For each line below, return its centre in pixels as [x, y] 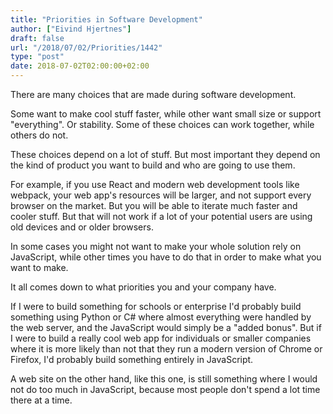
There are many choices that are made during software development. [153, 94]
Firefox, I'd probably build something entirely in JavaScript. [132, 359]
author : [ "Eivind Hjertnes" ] [71, 29]
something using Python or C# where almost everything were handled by [161, 317]
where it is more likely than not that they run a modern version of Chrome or [166, 349]
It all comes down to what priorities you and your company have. [143, 287]
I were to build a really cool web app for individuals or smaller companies [161, 338]
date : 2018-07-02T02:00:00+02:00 [80, 66]
